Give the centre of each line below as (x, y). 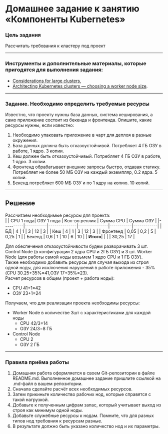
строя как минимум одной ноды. (48, 410)
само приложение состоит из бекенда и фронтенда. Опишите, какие (78, 120)
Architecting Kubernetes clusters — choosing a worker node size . (80, 86)
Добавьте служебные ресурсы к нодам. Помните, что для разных (83, 415)
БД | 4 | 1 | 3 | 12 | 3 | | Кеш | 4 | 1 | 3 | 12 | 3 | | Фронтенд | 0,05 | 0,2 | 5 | (81, 231)
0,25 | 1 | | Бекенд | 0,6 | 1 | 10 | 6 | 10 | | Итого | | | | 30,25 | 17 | (70, 236)
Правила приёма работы (37, 362)
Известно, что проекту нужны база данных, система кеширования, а (79, 115)
